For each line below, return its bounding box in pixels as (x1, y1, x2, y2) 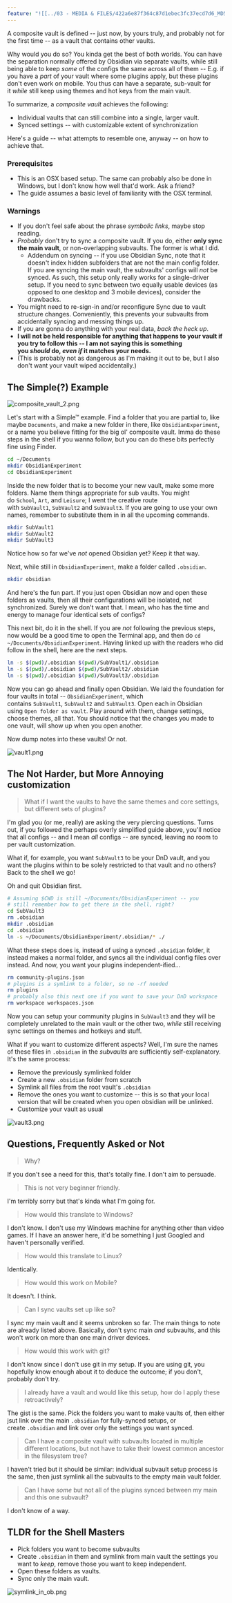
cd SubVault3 (7, 908, 45, 915)
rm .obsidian (7, 914, 45, 921)
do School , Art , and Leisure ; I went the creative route (7, 495, 158, 504)
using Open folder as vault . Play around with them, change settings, (7, 706, 204, 715)
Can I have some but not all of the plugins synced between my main (23, 1486, 217, 1494)
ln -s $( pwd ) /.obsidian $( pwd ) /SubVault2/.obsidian (7, 666, 159, 673)
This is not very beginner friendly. (23, 1183, 121, 1192)
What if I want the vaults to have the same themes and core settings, (23, 797, 220, 806)
